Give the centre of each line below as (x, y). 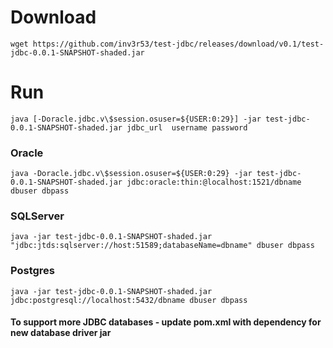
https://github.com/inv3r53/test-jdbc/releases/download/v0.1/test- (178, 44)
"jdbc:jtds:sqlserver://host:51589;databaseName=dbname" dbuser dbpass (162, 246)
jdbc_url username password (187, 127)
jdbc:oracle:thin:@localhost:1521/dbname (214, 182)
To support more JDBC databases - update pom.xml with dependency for (166, 322)
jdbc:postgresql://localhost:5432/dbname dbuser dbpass (129, 300)
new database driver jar (61, 333)
